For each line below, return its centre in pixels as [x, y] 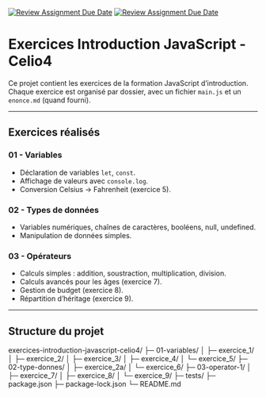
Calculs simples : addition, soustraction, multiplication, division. [123, 273]
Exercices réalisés [54, 132]
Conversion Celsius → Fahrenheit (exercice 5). [95, 189]
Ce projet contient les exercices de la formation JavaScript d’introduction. [128, 83]
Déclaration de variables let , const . [78, 172]
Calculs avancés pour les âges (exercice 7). [91, 282]
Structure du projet [56, 331]
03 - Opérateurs [40, 256]
